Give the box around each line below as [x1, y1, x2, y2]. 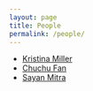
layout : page [9, 12, 58, 22]
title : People [9, 21, 62, 30]
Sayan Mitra [21, 72, 66, 83]
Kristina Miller [21, 54, 73, 64]
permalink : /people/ [9, 29, 86, 38]
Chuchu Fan [21, 63, 67, 73]
